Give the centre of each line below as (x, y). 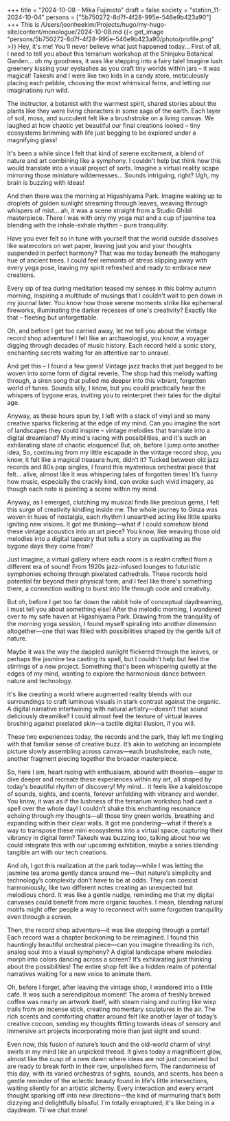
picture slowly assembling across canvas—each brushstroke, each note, (110, 751)
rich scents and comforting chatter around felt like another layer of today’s (112, 1016)
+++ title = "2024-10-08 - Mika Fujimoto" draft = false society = (97, 10)
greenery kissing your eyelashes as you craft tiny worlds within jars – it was (114, 68)
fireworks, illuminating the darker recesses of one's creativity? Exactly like (112, 310)
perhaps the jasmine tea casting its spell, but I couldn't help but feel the (108, 659)
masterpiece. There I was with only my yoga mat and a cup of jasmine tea (112, 218)
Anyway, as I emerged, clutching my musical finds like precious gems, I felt (113, 502)
